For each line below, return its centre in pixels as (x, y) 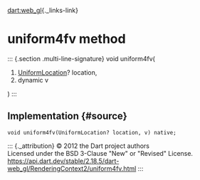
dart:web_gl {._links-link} (43, 10)
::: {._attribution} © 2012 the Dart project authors (78, 146)
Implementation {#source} (68, 116)
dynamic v (33, 80)
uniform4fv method (67, 39)
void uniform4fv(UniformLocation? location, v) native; (92, 132)
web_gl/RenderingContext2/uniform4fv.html (72, 168)
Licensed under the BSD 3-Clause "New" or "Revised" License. (100, 153)
